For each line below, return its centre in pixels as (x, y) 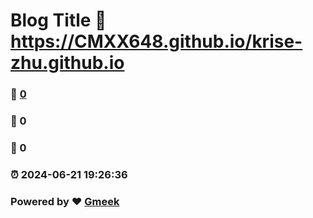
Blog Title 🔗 (58, 20)
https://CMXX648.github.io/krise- (156, 41)
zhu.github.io (67, 63)
